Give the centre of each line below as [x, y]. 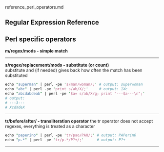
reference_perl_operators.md [34, 7]
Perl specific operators [41, 39]
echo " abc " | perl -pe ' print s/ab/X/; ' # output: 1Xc [66, 89]
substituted [16, 76]
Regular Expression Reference [52, 22]
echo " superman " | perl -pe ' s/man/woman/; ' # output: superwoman [74, 85]
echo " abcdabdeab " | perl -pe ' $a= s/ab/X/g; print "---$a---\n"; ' [75, 93]
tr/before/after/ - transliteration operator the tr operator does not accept [79, 121]
